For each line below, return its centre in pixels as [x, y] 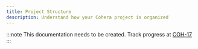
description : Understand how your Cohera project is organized [88, 17]
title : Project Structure [39, 12]
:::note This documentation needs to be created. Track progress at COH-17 [99, 34]
